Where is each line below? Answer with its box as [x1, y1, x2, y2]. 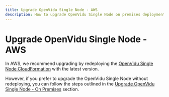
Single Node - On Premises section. [5, 86, 79, 92]
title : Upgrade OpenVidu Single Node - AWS [5, 7, 98, 12]
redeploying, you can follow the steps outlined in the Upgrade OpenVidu [5, 81, 155, 87]
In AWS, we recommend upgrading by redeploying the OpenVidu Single [5, 60, 153, 66]
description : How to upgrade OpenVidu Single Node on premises [5, 12, 141, 17]
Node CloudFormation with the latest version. [5, 66, 99, 72]
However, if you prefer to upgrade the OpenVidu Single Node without [5, 75, 148, 81]
